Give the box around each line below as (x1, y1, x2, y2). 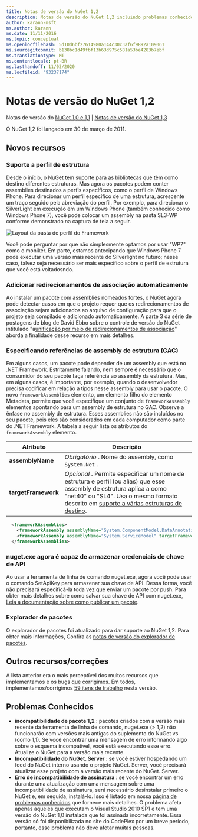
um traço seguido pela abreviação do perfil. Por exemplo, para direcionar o (6, 199, 189, 206)
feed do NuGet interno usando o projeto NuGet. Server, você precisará (14, 761, 187, 768)
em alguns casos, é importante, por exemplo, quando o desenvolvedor (6, 379, 178, 386)
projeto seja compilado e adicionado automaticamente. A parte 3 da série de (6, 313, 192, 320)
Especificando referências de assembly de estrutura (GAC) (6, 346, 179, 355)
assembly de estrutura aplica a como (64, 485, 167, 493)
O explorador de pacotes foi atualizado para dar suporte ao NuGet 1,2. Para (6, 627, 189, 634)
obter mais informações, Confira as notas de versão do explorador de (6, 633, 176, 640)
